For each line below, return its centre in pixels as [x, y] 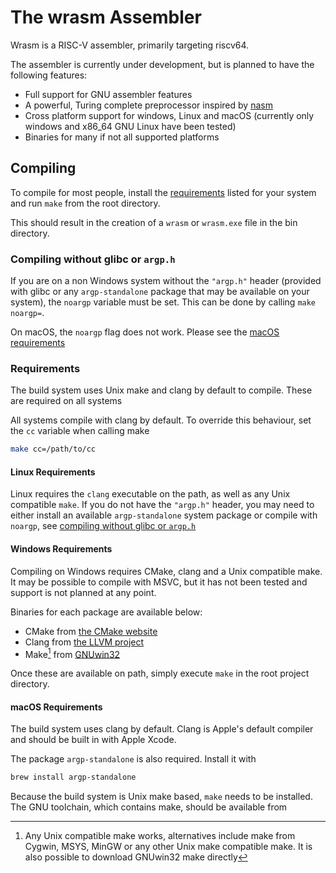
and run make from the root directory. [85, 203]
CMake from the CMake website [91, 631]
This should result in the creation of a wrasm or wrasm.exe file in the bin [154, 222]
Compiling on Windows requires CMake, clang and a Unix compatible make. [166, 571]
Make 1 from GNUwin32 [72, 653]
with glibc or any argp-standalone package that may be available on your [160, 292]
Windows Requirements [61, 549]
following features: [49, 75]
